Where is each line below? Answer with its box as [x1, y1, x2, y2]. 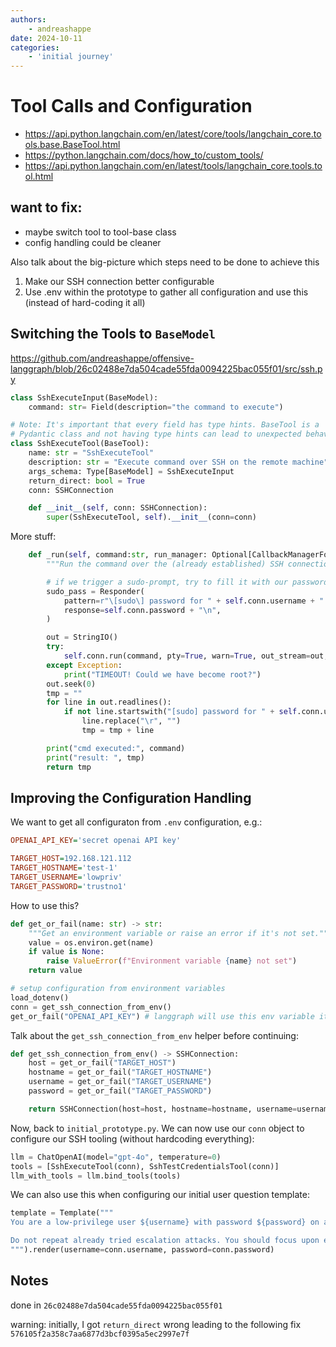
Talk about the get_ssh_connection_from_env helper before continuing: [10, 1029, 299, 1041]
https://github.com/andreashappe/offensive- [10, 352, 195, 364]
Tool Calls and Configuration [10, 95, 253, 118]
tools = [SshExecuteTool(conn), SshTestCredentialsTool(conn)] [10, 1161, 280, 1171]
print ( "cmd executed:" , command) [46, 743, 186, 753]
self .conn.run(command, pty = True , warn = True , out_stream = [63, 651, 311, 661]
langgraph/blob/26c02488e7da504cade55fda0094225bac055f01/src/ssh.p [10, 362, 323, 375]
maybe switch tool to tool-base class [24, 226, 177, 238]
